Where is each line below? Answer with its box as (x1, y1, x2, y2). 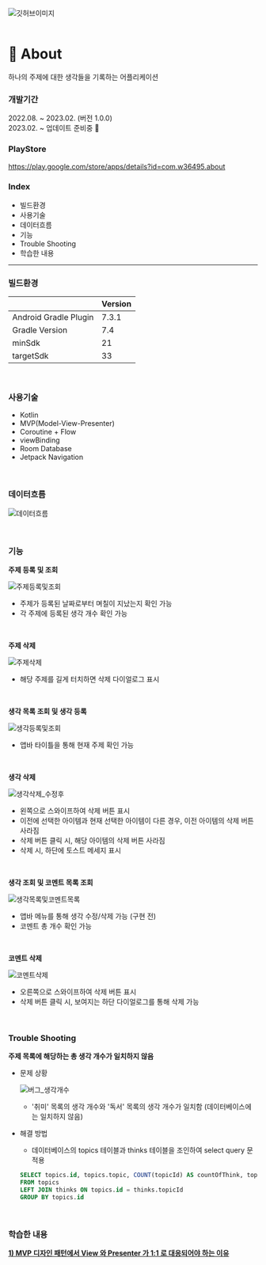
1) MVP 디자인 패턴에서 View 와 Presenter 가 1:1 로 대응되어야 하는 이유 (8, 1248, 230, 1258)
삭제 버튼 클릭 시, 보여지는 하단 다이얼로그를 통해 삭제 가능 (19, 997, 199, 1007)
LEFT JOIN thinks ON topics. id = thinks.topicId (19, 1186, 184, 1195)
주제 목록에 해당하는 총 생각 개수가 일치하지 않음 (8, 1051, 154, 1061)
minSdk (12, 337, 41, 348)
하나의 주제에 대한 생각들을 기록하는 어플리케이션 (8, 72, 159, 82)
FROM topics (19, 1179, 59, 1187)
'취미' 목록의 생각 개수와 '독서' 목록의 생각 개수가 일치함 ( (31, 1102, 207, 1111)
